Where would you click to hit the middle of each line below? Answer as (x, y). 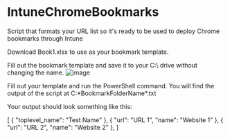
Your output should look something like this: (70, 106)
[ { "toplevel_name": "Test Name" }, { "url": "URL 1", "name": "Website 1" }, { (115, 120)
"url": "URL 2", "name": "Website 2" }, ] (63, 127)
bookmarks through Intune (45, 38)
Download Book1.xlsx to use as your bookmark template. (88, 52)
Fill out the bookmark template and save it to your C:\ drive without (102, 65)
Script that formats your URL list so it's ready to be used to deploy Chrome (114, 31)
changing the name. (36, 72)
